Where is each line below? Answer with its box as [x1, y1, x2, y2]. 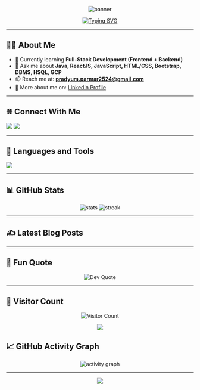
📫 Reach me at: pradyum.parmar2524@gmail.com [14, 75, 144, 82]
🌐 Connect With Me [6, 107, 81, 117]
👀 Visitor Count [6, 296, 64, 307]
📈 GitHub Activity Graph [6, 342, 99, 352]
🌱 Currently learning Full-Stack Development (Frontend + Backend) [14, 55, 183, 63]
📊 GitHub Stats [6, 185, 64, 195]
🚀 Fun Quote [6, 258, 52, 268]
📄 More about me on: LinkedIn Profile [14, 83, 106, 91]
